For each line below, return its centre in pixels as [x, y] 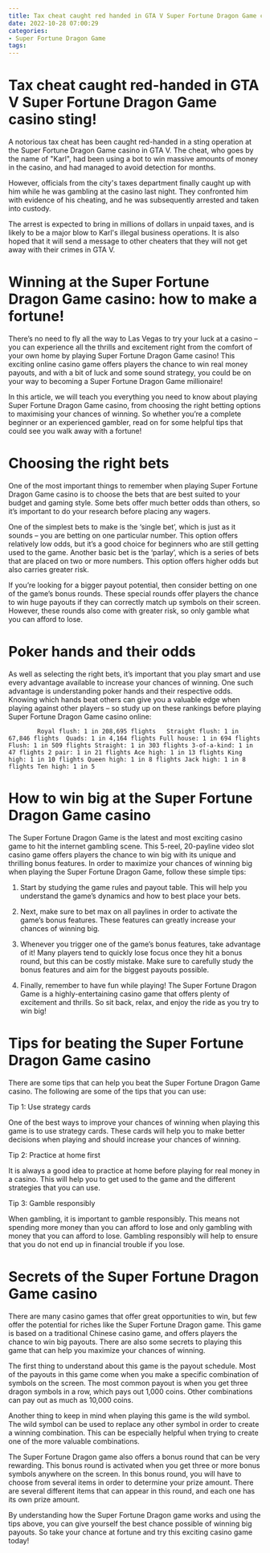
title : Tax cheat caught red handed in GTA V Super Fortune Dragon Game [133, 16]
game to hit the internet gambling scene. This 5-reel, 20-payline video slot [131, 846]
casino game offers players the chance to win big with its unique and [122, 854]
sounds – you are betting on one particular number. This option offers [123, 535]
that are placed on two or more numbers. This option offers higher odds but [133, 561]
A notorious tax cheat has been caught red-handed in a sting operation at [130, 142]
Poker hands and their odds [102, 652]
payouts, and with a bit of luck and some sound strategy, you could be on [130, 373]
